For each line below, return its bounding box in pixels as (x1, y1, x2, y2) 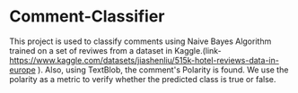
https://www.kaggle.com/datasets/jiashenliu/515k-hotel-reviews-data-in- (9, 55, 280, 65)
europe (9, 64, 36, 75)
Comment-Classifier (9, 6, 165, 27)
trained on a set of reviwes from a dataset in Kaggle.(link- (9, 45, 222, 55)
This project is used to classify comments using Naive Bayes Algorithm (9, 36, 272, 46)
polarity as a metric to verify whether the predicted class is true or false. (9, 73, 276, 84)
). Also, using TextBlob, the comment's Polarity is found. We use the (37, 64, 289, 75)
